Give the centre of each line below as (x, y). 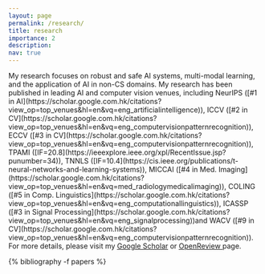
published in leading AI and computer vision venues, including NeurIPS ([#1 (133, 93)
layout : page (30, 16)
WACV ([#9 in (232, 220)
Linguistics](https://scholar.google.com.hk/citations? (143, 195)
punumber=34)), (36, 161)
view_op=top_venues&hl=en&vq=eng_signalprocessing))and (108, 220)
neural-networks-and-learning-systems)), (77, 169)
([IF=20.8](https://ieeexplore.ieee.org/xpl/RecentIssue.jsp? (129, 152)
